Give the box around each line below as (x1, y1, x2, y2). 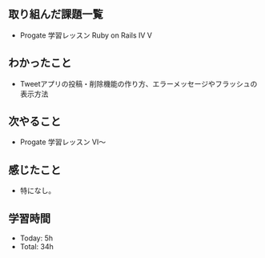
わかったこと (8, 56, 72, 70)
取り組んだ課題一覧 (8, 7, 103, 22)
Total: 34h (19, 242, 54, 252)
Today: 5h (19, 233, 54, 243)
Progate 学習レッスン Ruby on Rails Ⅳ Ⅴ (19, 30, 153, 40)
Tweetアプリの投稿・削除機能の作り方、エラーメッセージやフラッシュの (19, 79, 258, 88)
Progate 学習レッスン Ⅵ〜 (19, 137, 106, 147)
